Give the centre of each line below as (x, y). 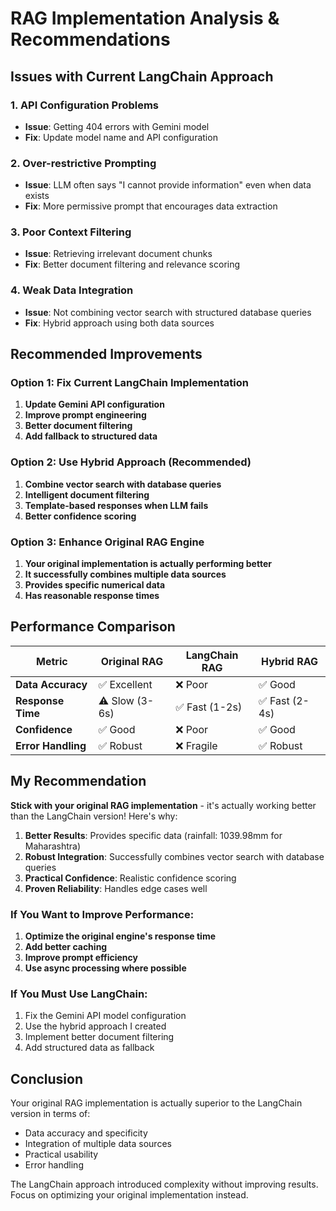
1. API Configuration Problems (85, 105)
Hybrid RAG (290, 661)
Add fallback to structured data (91, 436)
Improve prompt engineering (85, 415)
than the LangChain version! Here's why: (94, 816)
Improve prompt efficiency (81, 957)
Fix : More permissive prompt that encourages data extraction (151, 206)
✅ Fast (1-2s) (209, 707)
